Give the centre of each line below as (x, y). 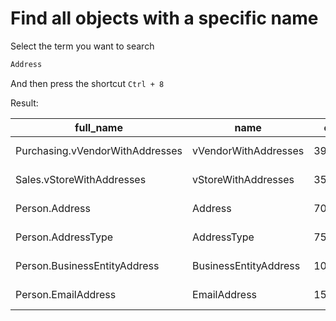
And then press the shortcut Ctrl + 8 (87, 83)
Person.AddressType (64, 237)
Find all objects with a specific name (164, 18)
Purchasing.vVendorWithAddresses (99, 150)
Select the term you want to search (82, 46)
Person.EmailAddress (66, 294)
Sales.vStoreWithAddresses (81, 179)
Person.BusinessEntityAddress (87, 265)
